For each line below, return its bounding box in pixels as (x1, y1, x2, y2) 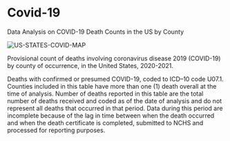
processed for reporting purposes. (7, 126, 106, 134)
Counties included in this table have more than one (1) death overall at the (7, 82, 217, 90)
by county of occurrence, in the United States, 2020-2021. (7, 61, 174, 69)
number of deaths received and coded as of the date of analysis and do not (7, 96, 222, 105)
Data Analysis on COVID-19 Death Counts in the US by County (7, 28, 184, 36)
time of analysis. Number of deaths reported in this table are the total (7, 89, 204, 98)
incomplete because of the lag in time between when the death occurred (7, 111, 215, 120)
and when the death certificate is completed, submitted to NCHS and (7, 118, 204, 127)
